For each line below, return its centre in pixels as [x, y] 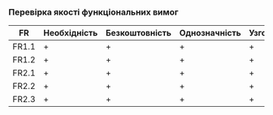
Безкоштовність [139, 33]
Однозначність [210, 33]
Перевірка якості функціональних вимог [93, 12]
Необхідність [71, 33]
